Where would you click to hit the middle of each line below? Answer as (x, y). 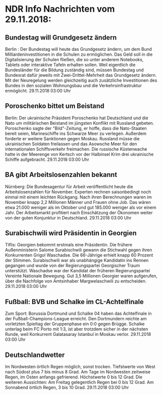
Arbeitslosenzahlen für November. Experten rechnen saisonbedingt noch (78, 192)
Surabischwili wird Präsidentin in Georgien (71, 233)
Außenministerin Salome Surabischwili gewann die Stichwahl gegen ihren (79, 250)
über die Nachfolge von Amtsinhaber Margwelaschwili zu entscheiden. (76, 281)
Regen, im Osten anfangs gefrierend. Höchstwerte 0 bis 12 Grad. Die (74, 377)
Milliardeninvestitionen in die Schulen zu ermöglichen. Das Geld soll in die (79, 54)
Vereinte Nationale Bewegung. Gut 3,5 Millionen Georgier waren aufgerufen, (81, 276)
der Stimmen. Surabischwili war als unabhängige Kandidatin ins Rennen (77, 261)
